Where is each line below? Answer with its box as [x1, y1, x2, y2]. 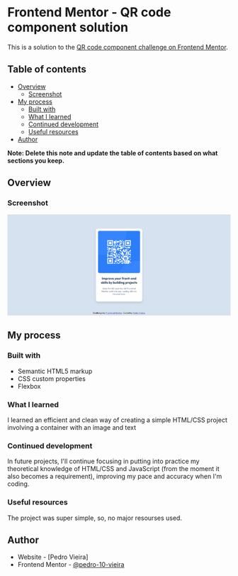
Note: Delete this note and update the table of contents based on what [7, 148, 218, 157]
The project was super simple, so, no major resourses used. [7, 514, 183, 522]
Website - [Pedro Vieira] [17, 553, 89, 561]
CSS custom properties [17, 374, 86, 383]
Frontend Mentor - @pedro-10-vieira [17, 560, 125, 569]
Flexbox [17, 382, 41, 390]
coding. [7, 480, 30, 488]
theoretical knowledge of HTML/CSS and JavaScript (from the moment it [7, 465, 220, 473]
